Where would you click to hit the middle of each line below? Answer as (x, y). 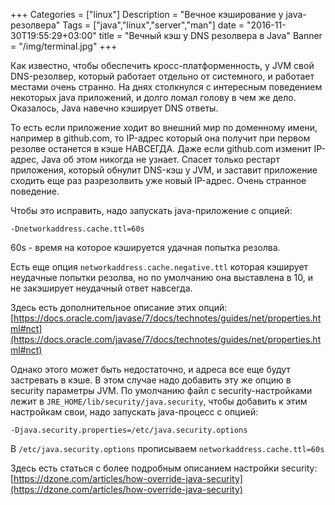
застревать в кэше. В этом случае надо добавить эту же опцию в (151, 380)
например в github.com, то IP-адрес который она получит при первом (160, 138)
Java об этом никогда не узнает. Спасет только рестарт (160, 159)
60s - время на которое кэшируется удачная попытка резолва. (145, 247)
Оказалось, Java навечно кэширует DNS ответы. (114, 108)
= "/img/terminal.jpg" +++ (64, 46)
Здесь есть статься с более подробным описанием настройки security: (164, 468)
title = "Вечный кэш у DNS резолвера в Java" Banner (210, 35)
